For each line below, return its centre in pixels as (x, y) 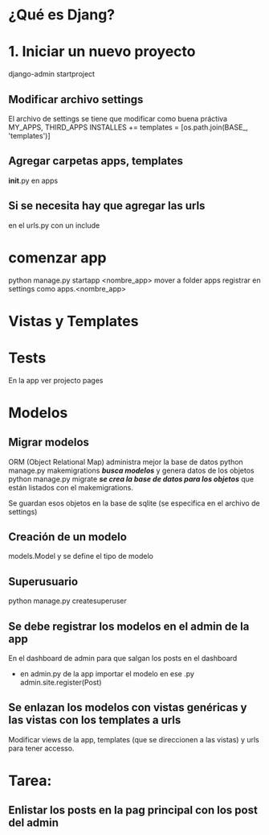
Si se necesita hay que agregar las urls (107, 206)
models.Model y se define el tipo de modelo (81, 556)
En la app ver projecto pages (56, 380)
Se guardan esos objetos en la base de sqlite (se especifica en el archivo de (134, 503)
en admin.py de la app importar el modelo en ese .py (107, 674)
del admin (33, 823)
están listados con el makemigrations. (71, 487)
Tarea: (30, 781)
